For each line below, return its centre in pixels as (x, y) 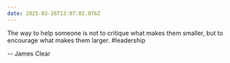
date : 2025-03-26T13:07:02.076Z (54, 13)
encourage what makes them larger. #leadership (76, 40)
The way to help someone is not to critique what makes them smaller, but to (115, 33)
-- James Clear (29, 53)
